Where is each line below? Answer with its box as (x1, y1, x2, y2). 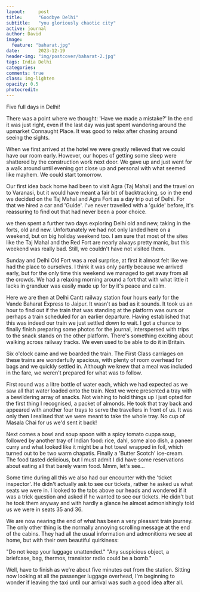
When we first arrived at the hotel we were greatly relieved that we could (6, 145, 185, 153)
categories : (6, 64, 36, 71)
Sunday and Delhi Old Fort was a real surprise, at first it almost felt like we (6, 256, 188, 264)
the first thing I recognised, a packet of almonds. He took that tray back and (6, 400, 193, 407)
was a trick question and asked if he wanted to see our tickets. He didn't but (6, 493, 194, 500)
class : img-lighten (6, 75, 55, 81)
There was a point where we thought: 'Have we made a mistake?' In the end (6, 114, 193, 122)
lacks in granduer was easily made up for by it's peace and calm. (6, 282, 166, 289)
